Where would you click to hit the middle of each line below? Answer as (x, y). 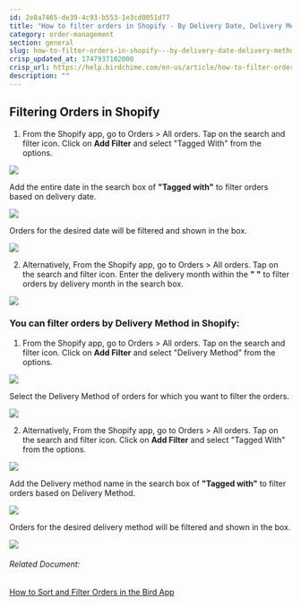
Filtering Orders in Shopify (85, 112)
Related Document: (45, 564)
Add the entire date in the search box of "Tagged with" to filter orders (139, 187)
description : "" (39, 76)
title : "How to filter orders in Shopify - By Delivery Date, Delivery (146, 26)
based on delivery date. (53, 196)
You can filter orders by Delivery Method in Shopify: (125, 323)
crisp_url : (30, 68)
